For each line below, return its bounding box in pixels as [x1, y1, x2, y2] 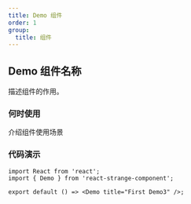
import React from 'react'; [8, 167, 101, 175]
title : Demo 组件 [8, 11, 63, 20]
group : [8, 26, 30, 34]
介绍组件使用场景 [8, 127, 64, 137]
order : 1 [8, 19, 37, 27]
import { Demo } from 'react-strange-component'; [8, 174, 174, 182]
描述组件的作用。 [8, 87, 64, 97]
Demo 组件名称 [8, 64, 82, 78]
